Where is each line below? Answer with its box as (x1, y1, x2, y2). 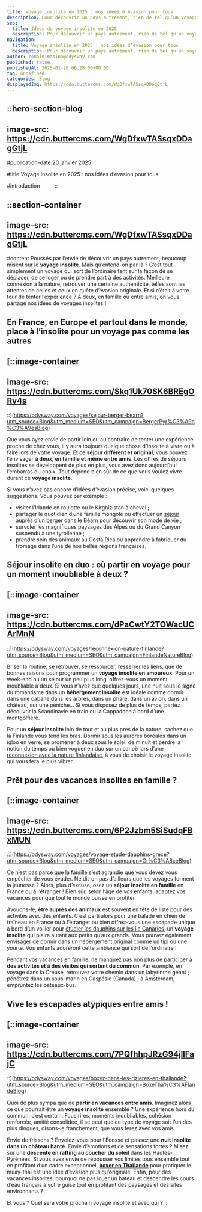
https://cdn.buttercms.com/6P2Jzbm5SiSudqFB (7, 825, 194, 835)
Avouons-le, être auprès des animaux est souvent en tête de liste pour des (7, 906, 192, 913)
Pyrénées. (7, 1155, 32, 1163)
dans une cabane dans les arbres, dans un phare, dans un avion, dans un (7, 695, 188, 702)
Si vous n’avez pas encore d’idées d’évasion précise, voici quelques (7, 486, 174, 493)
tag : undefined (7, 70, 45, 76)
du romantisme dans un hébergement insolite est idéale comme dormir (7, 688, 184, 695)
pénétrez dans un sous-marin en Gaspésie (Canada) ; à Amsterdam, (7, 975, 176, 982)
